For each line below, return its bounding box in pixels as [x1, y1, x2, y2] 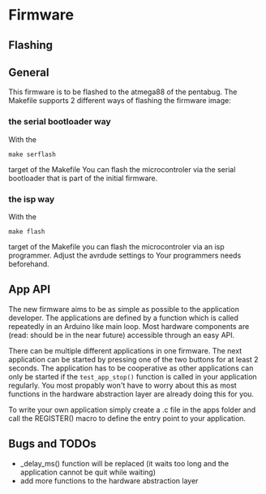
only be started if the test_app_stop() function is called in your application [8, 371, 257, 381]
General [8, 65, 50, 79]
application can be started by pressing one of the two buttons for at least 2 [8, 354, 259, 364]
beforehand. [8, 258, 50, 269]
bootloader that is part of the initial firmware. [8, 173, 158, 183]
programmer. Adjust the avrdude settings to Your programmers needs [8, 250, 242, 260]
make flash [8, 227, 45, 236]
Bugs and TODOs [8, 437, 97, 451]
